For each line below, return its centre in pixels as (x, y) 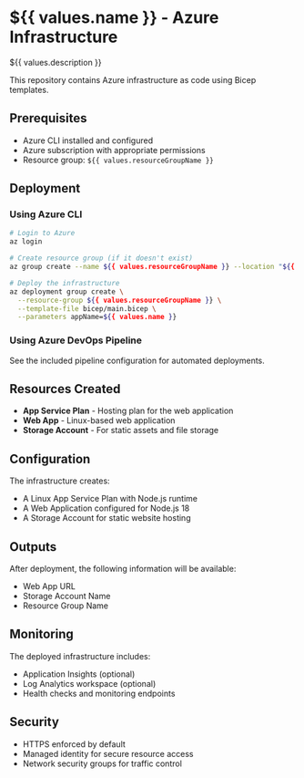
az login (26, 242)
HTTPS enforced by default (74, 744)
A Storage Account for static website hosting (106, 518)
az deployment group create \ (67, 291)
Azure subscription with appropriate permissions (114, 150)
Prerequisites (48, 118)
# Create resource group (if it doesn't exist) (101, 258)
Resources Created (65, 389)
